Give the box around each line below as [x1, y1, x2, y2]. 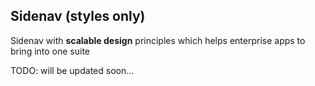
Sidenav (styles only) [10, 8, 146, 25]
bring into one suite [10, 45, 91, 57]
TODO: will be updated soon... [10, 64, 135, 76]
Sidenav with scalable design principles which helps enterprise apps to [10, 34, 306, 46]
